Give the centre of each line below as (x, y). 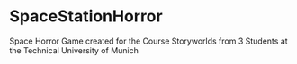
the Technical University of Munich (74, 50)
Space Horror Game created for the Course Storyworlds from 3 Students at (148, 41)
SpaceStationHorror (86, 16)
